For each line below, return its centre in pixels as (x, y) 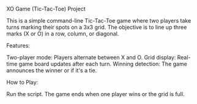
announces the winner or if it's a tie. (52, 70)
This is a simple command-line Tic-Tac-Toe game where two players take (99, 20)
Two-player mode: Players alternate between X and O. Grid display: (91, 57)
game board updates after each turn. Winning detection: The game (103, 64)
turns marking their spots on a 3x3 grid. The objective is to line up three (97, 27)
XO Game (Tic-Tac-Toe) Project (46, 9)
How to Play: (22, 82)
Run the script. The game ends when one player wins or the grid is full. (95, 94)
